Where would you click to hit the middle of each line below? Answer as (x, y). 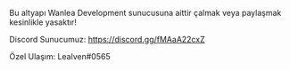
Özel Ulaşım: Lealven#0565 (60, 56)
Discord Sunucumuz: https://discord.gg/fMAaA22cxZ (107, 39)
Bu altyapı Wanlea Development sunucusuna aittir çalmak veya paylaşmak (145, 13)
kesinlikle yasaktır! (43, 22)
